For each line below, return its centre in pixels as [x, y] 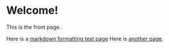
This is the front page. [34, 27]
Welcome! [32, 10]
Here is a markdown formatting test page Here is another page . [85, 38]
